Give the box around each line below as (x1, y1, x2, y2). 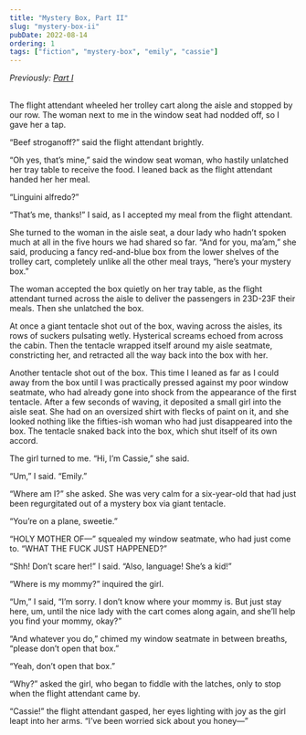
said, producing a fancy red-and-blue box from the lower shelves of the (9, 247, 280, 257)
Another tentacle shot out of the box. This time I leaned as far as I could (9, 367, 280, 379)
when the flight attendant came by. (9, 688, 141, 699)
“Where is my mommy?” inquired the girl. (9, 579, 164, 590)
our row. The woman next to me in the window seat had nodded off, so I (9, 110, 280, 121)
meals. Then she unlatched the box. (9, 303, 144, 314)
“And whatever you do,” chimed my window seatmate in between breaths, (9, 634, 288, 645)
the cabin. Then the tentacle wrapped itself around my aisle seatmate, (9, 340, 273, 352)
